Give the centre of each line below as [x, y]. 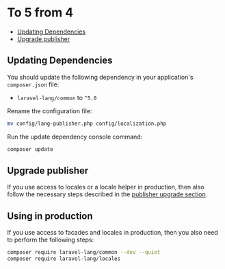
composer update [30, 149]
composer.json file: [33, 84]
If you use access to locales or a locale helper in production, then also [106, 187]
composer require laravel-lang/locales [64, 259]
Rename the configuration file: [50, 110]
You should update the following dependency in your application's [100, 77]
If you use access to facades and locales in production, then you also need [113, 233]
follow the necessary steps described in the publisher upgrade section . [107, 194]
